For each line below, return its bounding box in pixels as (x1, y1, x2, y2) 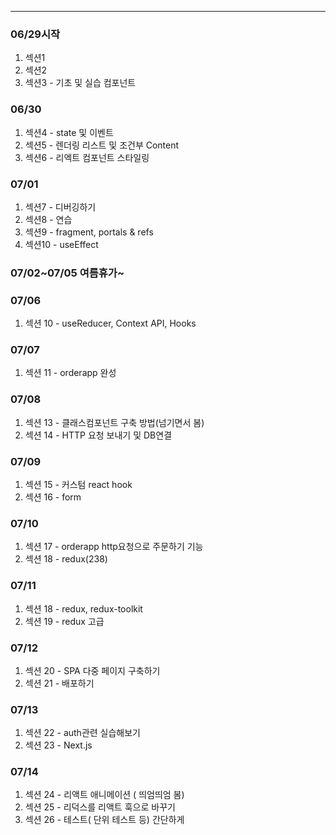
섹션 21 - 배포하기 (24, 677, 95, 689)
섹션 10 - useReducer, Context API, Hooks (24, 317, 197, 330)
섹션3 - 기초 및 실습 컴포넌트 (24, 77, 137, 89)
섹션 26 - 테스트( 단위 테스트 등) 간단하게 (24, 814, 185, 826)
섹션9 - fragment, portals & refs (24, 226, 154, 238)
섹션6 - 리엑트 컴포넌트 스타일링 (24, 151, 150, 163)
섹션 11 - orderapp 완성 (24, 367, 117, 379)
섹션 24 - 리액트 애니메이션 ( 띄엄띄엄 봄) (24, 789, 185, 801)
